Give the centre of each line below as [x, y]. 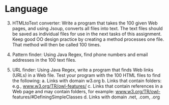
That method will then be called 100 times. [57, 44]
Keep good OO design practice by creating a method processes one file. [88, 39]
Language [26, 9]
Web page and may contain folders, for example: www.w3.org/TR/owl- [86, 91]
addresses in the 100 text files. [44, 60]
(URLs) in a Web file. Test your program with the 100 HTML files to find [86, 75]
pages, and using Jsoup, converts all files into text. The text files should [88, 28]
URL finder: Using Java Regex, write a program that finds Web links [83, 70]
